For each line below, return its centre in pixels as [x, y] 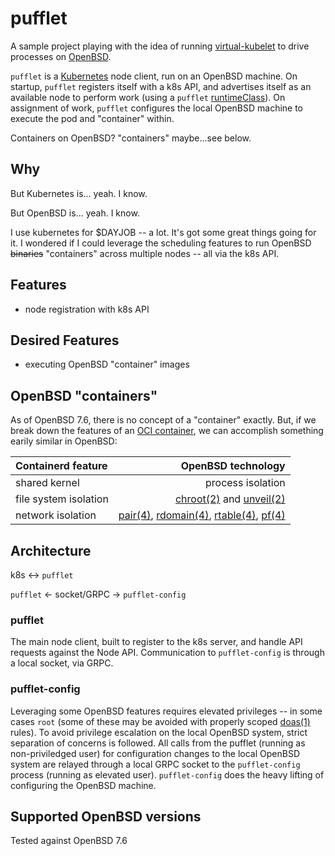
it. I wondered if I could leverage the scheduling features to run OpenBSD [161, 243]
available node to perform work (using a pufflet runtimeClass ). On [148, 97]
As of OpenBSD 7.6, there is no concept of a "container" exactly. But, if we [163, 420]
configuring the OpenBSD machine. [83, 785]
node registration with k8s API [87, 309]
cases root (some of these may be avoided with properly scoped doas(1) [160, 721]
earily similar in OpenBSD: [64, 441]
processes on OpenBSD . [61, 56]
